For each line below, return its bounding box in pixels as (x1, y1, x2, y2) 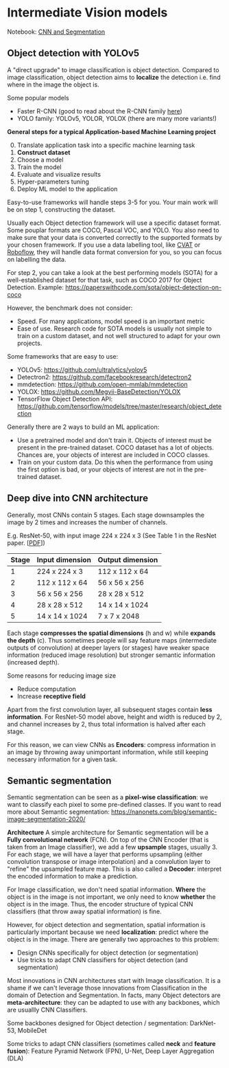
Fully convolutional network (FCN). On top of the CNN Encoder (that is (7, 836, 209, 844)
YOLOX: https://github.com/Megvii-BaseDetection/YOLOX (16, 387, 181, 396)
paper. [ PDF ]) (7, 538, 46, 547)
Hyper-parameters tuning (16, 177, 89, 186)
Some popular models (7, 93, 70, 102)
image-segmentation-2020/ (7, 815, 86, 823)
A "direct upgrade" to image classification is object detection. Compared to (7, 65, 219, 74)
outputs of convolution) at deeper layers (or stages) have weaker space (7, 643, 210, 652)
